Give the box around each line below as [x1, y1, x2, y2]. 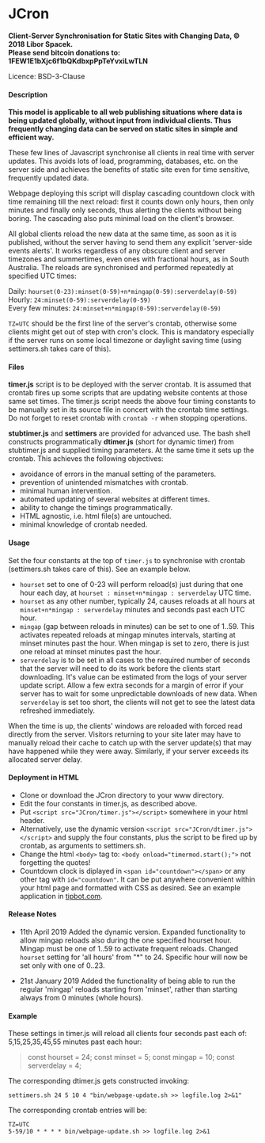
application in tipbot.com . [19, 891, 103, 901]
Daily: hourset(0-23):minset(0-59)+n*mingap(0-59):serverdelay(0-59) [8, 287, 238, 296]
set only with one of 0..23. [19, 960, 105, 970]
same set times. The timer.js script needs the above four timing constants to [8, 397, 256, 406]
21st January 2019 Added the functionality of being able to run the [19, 976, 236, 985]
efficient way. [8, 132, 55, 143]
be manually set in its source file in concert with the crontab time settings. [8, 405, 249, 414]
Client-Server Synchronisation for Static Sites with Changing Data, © [8, 31, 240, 40]
